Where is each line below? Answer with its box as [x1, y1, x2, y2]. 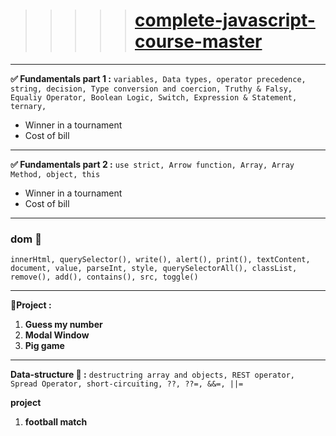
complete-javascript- [134, 9, 316, 32]
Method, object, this [10, 169, 101, 179]
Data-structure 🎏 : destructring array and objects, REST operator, [10, 369, 296, 381]
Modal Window [24, 329, 90, 341]
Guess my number [24, 319, 103, 331]
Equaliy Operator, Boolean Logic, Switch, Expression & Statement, [10, 92, 298, 103]
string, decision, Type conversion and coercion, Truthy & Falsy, [10, 84, 293, 94]
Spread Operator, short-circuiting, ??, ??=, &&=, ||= [10, 379, 244, 389]
